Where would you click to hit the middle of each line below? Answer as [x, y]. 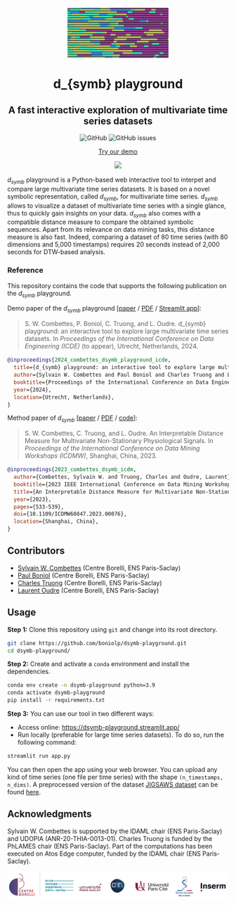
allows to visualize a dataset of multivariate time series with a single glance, [117, 206]
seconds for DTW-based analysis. [56, 252]
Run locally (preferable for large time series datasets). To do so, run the [121, 735]
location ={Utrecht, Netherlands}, [64, 397]
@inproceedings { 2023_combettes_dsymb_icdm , [72, 470]
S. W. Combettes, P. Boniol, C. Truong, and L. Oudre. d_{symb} [115, 324]
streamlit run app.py [39, 756]
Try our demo [118, 151]
